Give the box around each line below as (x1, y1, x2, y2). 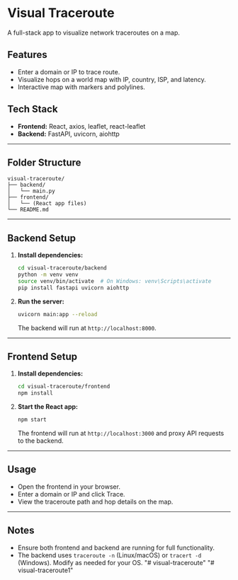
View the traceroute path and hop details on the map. (17, 497, 174, 506)
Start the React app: (17, 402, 78, 411)
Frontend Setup (7, 350, 78, 362)
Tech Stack (7, 103, 58, 115)
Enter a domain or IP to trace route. (17, 67, 120, 76)
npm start (17, 416, 47, 424)
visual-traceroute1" (17, 566, 74, 574)
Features (7, 49, 47, 61)
